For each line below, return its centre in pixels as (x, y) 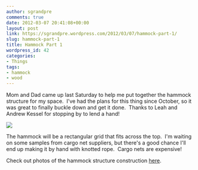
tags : (13, 67)
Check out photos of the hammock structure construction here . (84, 160)
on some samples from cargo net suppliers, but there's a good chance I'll (96, 143)
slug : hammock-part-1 (33, 39)
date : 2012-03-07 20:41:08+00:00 (48, 23)
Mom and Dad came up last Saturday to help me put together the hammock (99, 95)
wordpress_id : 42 (28, 51)
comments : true (25, 17)
